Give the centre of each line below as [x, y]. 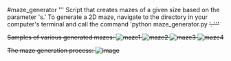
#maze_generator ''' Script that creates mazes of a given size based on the [113, 10]
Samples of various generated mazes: [61, 37]
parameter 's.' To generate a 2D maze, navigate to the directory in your [108, 17]
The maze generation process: [51, 50]
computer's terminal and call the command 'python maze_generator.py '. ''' [113, 24]
